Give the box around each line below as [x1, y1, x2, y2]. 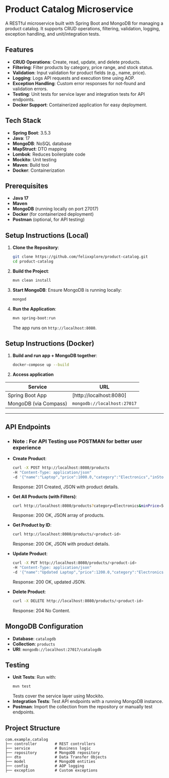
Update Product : [12, 551, 48, 557]
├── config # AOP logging [5, 763, 84, 769]
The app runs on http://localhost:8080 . [12, 325, 97, 331]
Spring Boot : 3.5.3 [12, 129, 51, 136]
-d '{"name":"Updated [12, 570, 58, 575]
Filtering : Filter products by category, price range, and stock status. [12, 64, 153, 70]
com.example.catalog [5, 737, 49, 742]
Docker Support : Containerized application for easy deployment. [12, 102, 147, 108]
